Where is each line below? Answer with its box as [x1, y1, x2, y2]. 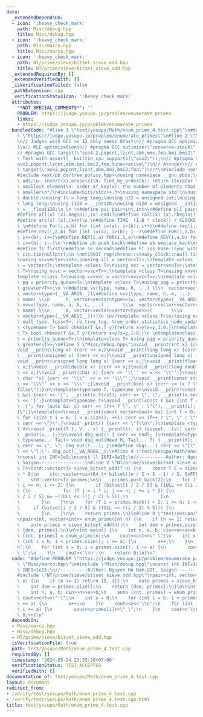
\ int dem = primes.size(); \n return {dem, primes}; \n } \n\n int [17, 584, 196, 590]
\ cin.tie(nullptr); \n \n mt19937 [17, 251, 101, 258]
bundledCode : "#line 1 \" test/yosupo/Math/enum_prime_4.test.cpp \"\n [11, 127, 190, 133]
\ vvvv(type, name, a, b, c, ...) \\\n [17, 302, 134, 308]
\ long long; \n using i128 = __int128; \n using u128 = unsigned [17, 201, 177, 207]
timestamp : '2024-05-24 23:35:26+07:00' [11, 657, 115, 663]
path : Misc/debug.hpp [17, 25, 71, 32]
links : [17, 116, 34, 122]
